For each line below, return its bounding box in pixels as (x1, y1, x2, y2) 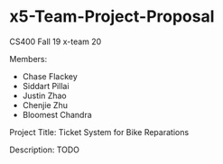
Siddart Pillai (22, 80, 70, 91)
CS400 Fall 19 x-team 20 (9, 36, 102, 47)
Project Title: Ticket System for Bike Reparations (9, 126, 190, 137)
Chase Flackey (22, 70, 79, 82)
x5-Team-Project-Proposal (9, 6, 215, 27)
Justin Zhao (22, 90, 67, 101)
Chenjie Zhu (22, 99, 68, 110)
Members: (9, 53, 48, 64)
